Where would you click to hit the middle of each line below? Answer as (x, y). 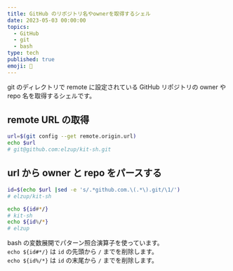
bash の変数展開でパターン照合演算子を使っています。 (85, 243)
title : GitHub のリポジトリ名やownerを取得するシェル (79, 14)
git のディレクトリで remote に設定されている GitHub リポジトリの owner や (117, 87)
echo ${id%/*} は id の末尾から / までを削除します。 (82, 260)
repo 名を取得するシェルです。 (52, 95)
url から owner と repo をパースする (85, 173)
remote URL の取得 (48, 120)
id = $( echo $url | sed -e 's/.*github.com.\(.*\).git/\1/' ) (94, 190)
